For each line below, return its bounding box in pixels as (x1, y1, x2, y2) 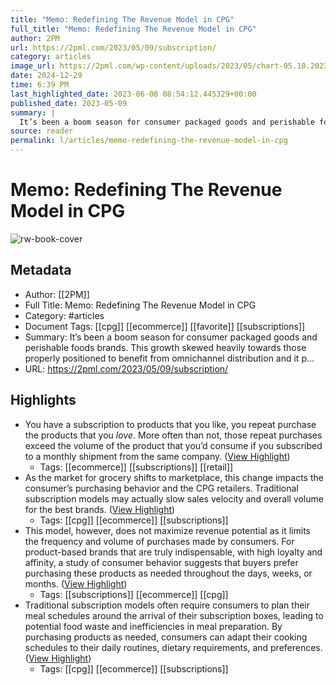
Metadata (10, 262, 72, 279)
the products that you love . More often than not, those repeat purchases (24, 429, 323, 441)
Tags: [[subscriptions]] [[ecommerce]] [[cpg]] (39, 588, 229, 600)
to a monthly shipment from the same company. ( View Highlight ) (24, 450, 291, 462)
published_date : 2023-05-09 (10, 98, 128, 108)
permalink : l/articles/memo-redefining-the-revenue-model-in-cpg (10, 136, 288, 146)
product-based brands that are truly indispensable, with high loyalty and (24, 546, 323, 558)
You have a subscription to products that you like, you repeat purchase (24, 418, 317, 430)
